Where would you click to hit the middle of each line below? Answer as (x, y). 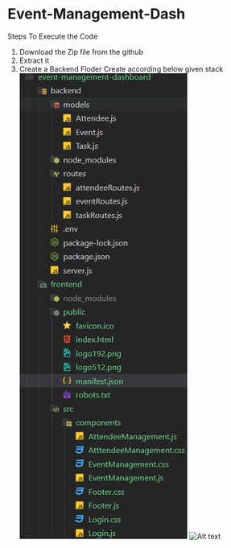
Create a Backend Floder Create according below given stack (121, 68)
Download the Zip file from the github (81, 52)
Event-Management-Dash (97, 14)
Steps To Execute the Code (53, 36)
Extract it (34, 60)
